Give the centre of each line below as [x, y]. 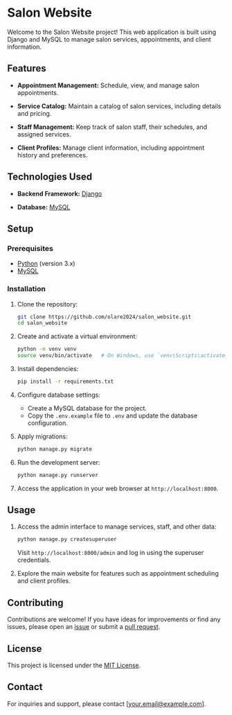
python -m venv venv [47, 349]
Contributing [35, 602]
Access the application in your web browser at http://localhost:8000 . [118, 488]
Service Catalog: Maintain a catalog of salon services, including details [119, 106]
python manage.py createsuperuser [67, 540]
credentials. [34, 560]
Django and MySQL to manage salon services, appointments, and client [109, 39]
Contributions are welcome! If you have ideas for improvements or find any [114, 619]
